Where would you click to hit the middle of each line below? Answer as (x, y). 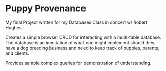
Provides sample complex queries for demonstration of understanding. (78, 63)
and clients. (17, 53)
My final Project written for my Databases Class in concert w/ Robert (76, 22)
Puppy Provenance (46, 9)
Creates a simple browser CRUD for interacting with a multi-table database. (84, 37)
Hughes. (14, 27)
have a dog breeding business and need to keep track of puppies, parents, (82, 48)
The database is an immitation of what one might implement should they (80, 42)
